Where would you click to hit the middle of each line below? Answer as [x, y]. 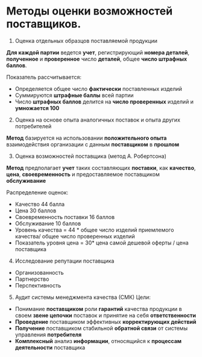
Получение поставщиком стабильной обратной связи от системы [101, 328]
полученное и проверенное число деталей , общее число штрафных [97, 59]
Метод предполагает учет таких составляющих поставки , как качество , [101, 168]
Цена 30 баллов [36, 211]
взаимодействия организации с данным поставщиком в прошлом [93, 144]
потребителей [33, 126]
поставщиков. [44, 24]
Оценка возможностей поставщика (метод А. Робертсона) [91, 156]
